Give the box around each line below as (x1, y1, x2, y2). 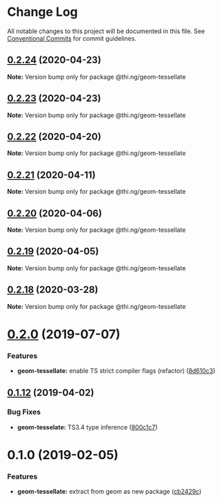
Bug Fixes (7, 408, 41, 417)
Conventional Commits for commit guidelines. (7, 34, 137, 42)
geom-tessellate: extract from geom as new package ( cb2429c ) (17, 488, 202, 496)
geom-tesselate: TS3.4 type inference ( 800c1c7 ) (17, 423, 158, 431)
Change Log (7, 4, 78, 20)
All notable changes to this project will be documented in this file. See (7, 27, 205, 35)
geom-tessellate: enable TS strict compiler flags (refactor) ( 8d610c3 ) (17, 367, 216, 375)
